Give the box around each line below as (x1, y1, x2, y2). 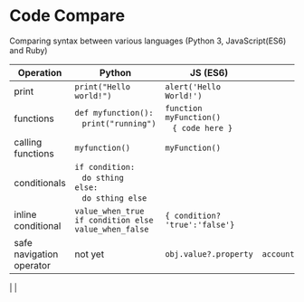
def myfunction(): (74, 108, 154, 118)
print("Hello (74, 81, 131, 91)
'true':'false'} (165, 219, 235, 230)
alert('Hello (165, 81, 222, 91)
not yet (74, 248, 105, 260)
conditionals (14, 176, 66, 189)
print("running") (81, 118, 157, 128)
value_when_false (74, 223, 149, 234)
